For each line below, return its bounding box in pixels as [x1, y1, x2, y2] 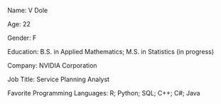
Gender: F [7, 33, 37, 42]
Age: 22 [7, 20, 31, 28]
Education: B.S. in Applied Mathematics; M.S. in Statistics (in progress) [7, 48, 215, 56]
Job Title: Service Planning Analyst [7, 75, 110, 83]
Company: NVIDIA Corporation [7, 61, 97, 70]
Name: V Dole [7, 6, 48, 14]
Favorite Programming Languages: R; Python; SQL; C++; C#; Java [7, 89, 200, 97]
